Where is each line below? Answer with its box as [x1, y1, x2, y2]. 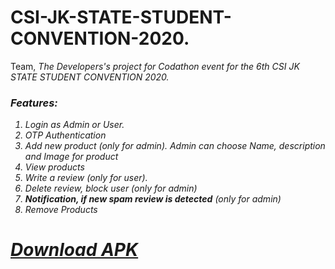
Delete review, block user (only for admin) [24, 182, 198, 195]
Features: [10, 96, 58, 110]
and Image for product [24, 151, 119, 163]
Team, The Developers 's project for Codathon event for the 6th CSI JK [10, 60, 300, 72]
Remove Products [24, 204, 98, 216]
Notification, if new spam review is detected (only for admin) [24, 193, 282, 205]
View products [24, 161, 85, 173]
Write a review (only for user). [24, 172, 148, 184]
